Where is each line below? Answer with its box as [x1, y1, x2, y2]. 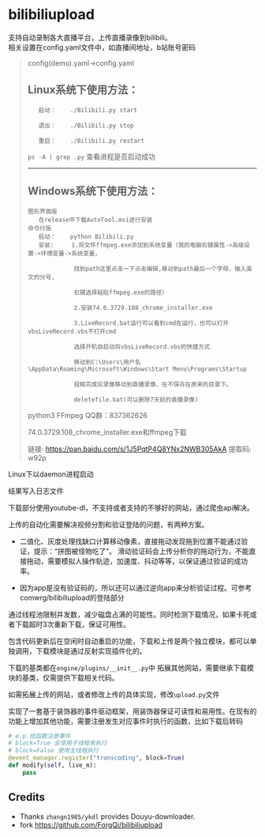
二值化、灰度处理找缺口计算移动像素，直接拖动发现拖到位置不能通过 [19, 536, 241, 546]
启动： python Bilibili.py [38, 232, 134, 240]
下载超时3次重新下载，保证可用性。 [14, 619, 130, 629]
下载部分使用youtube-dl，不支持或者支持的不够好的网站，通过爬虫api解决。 [8, 503, 255, 512]
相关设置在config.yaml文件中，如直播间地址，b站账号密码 [8, 42, 196, 52]
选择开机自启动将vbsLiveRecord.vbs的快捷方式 [73, 342, 211, 351]
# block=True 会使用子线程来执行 [8, 739, 108, 748]
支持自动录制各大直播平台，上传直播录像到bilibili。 [8, 32, 172, 42]
